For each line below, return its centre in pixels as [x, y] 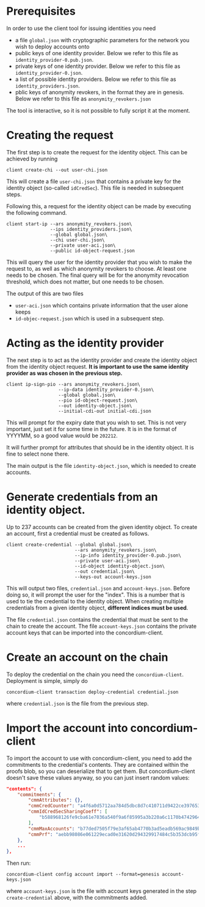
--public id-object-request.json [92, 250]
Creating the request [60, 135]
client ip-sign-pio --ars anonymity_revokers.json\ [73, 384]
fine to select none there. [38, 454]
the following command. [37, 213]
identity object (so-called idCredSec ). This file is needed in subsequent [95, 187]
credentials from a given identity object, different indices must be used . [97, 608]
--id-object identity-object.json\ [120, 566]
